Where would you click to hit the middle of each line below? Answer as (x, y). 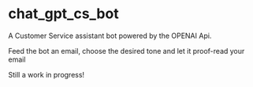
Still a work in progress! (47, 74)
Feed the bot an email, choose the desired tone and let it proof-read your (126, 51)
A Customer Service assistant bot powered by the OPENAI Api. (110, 36)
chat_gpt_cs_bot (64, 14)
